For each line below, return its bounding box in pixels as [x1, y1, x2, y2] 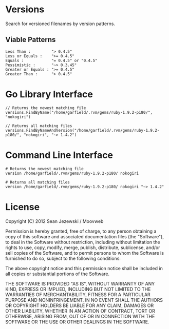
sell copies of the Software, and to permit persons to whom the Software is [5, 250, 164, 256]
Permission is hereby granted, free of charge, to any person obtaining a [5, 228, 157, 234]
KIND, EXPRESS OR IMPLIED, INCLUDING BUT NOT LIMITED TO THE [5, 286, 151, 292]
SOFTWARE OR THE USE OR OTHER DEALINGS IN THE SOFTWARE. [5, 319, 149, 325]
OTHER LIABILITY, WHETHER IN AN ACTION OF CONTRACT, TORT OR [5, 307, 155, 314]
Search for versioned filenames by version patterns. [5, 20, 116, 27]
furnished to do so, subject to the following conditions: [5, 255, 121, 261]
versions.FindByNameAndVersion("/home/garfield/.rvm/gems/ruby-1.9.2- [5, 128, 160, 133]
